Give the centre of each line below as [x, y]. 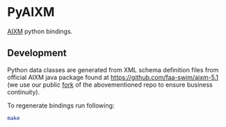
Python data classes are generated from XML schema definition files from [113, 69]
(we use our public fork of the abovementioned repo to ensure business [110, 85]
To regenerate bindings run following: [61, 105]
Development [37, 53]
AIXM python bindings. [40, 31]
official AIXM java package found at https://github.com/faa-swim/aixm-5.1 [113, 77]
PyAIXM [31, 12]
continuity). [24, 92]
